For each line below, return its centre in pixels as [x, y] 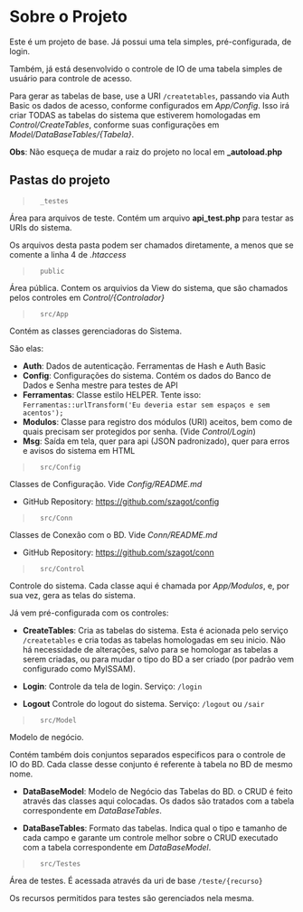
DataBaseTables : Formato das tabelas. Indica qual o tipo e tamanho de [155, 828]
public [52, 271]
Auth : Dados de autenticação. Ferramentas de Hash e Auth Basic [144, 366]
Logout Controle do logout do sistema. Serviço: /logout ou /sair [143, 703]
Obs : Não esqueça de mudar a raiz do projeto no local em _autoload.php [146, 152]
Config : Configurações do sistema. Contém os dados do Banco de [147, 375]
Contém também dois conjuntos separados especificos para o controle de [148, 754]
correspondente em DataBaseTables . [92, 810]
